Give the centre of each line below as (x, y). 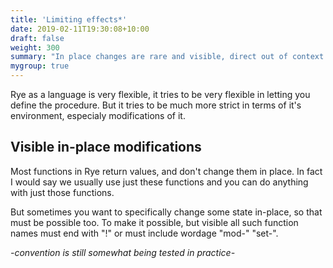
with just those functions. (62, 192)
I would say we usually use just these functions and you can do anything (159, 182)
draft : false (37, 38)
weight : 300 (35, 47)
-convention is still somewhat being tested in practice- (123, 252)
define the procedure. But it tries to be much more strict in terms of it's (156, 105)
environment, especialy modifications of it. (98, 115)
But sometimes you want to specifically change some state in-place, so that (166, 212)
